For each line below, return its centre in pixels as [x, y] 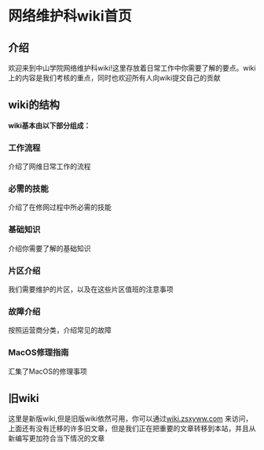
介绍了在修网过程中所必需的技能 [60, 207]
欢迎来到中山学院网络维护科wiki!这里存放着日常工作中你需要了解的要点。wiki [132, 68]
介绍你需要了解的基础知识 [49, 248]
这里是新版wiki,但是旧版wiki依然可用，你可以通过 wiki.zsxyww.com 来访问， [130, 419]
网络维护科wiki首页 [70, 16]
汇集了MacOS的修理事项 [48, 371]
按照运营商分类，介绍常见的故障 [60, 330]
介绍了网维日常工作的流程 [49, 167]
